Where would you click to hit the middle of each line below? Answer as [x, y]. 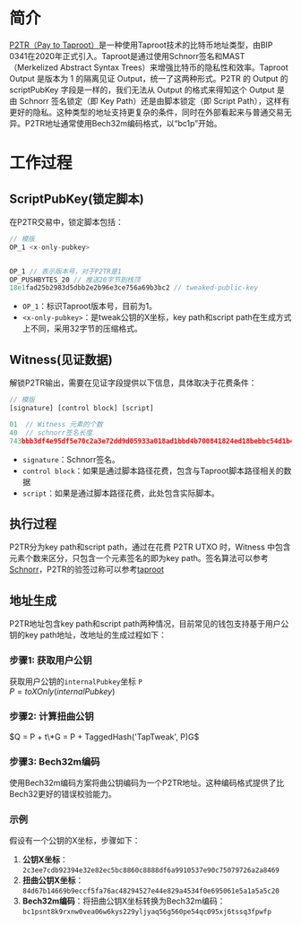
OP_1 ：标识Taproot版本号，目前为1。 [89, 307]
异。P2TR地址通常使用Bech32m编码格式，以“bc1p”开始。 [116, 123]
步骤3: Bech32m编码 [55, 761]
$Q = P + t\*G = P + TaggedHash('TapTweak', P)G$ [104, 737]
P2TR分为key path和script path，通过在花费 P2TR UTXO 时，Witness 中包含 [150, 547]
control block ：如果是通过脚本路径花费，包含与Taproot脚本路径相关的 [153, 471]
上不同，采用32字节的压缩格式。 [82, 329]
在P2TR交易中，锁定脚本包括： [66, 221]
